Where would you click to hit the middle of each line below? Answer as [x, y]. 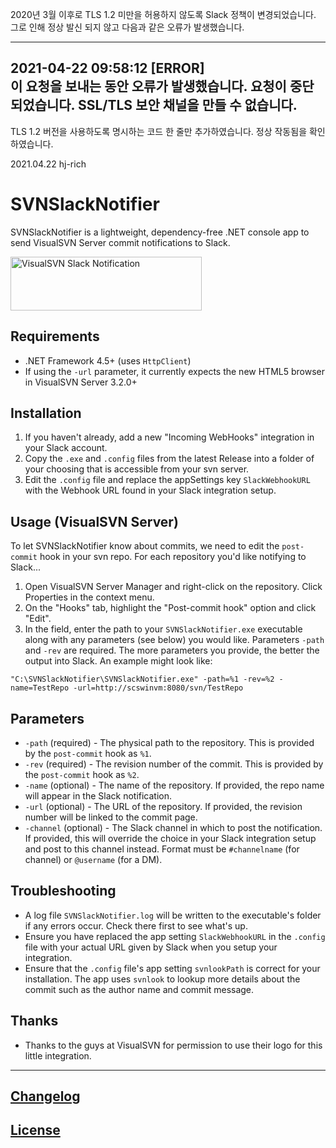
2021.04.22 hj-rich [48, 164]
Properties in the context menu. [89, 597]
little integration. [58, 1055]
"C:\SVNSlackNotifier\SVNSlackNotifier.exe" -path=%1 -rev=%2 [142, 679]
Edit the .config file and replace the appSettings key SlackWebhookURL [167, 480]
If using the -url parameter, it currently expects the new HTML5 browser [174, 371]
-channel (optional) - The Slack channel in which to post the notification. [173, 827]
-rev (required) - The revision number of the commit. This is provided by [174, 764]
